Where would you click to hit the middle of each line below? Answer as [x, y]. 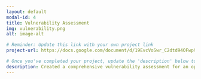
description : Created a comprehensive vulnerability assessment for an [97, 66]
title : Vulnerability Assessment [48, 23]
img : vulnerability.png [36, 28]
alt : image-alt [25, 34]
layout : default [26, 12]
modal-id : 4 [21, 17]
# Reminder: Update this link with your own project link [80, 45]
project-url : [22, 51]
